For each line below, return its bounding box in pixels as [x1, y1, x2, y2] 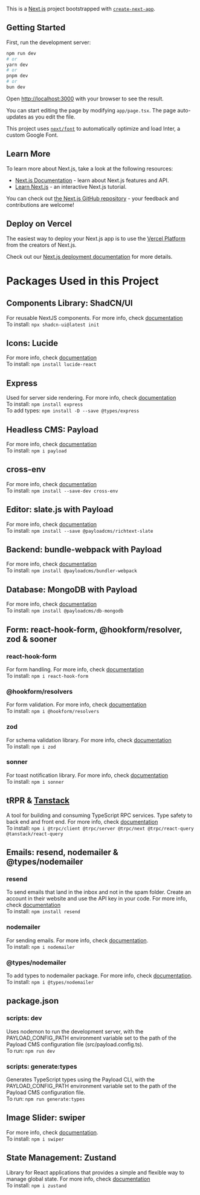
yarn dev [6, 62, 28, 68]
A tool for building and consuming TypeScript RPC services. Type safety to [6, 812, 193, 819]
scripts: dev [6, 1014, 42, 1023]
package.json [6, 996, 59, 1006]
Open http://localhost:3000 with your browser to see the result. [6, 95, 164, 102]
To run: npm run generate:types [6, 1095, 85, 1102]
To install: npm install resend [6, 908, 80, 915]
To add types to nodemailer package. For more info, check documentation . [6, 972, 193, 979]
